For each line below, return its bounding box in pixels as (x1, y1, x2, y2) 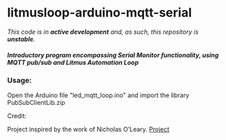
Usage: (7, 75, 33, 85)
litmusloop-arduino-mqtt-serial (7, 5, 192, 21)
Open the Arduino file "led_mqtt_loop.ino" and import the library (7, 91, 189, 99)
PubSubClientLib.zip (7, 99, 66, 107)
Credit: (7, 112, 27, 120)
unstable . (7, 34, 36, 43)
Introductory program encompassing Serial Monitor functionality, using (7, 50, 219, 59)
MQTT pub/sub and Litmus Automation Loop (7, 58, 139, 66)
